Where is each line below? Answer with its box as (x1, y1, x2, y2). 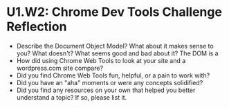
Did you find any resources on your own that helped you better (16, 86, 196, 94)
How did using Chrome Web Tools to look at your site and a (16, 56, 186, 64)
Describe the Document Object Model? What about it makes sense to (16, 42, 214, 50)
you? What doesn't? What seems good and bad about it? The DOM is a (16, 49, 219, 57)
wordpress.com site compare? (16, 64, 104, 72)
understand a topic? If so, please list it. (16, 93, 127, 101)
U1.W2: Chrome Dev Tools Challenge (6, 4, 223, 20)
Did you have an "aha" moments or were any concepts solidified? (16, 78, 203, 87)
